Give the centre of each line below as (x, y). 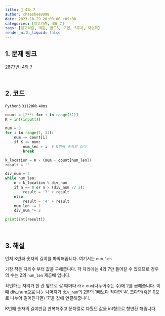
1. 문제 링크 (21, 54)
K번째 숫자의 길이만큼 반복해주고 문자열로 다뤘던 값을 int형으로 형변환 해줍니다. (81, 308)
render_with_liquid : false (33, 33)
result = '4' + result (46, 201)
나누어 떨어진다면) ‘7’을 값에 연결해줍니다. (50, 298)
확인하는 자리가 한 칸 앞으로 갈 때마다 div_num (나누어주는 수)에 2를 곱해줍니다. (80, 285)
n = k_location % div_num (41, 183)
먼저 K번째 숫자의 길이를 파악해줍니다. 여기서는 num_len (59, 258)
